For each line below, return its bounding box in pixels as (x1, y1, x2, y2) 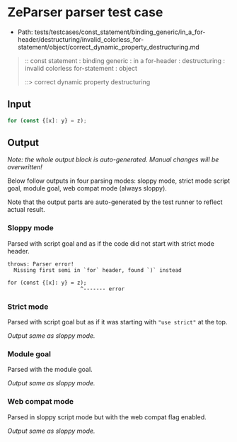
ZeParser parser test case (7, 4, 163, 21)
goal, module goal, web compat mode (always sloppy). (7, 184, 168, 193)
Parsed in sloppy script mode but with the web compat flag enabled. (7, 412, 207, 421)
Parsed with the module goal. (7, 365, 93, 374)
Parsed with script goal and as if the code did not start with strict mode (7, 239, 214, 248)
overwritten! (7, 163, 42, 171)
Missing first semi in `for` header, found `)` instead (13, 266, 182, 273)
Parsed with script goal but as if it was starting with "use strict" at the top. (7, 318, 228, 327)
